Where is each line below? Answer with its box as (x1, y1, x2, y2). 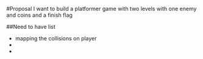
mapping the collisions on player (15, 35, 97, 42)
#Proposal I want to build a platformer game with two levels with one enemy (6, 5, 197, 12)
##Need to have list (6, 23, 56, 30)
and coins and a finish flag (6, 11, 73, 19)
